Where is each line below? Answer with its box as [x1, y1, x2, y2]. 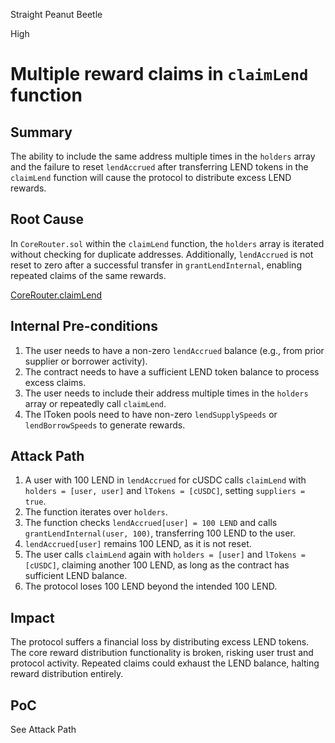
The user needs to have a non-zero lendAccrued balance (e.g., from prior [24, 344, 325, 356]
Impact [10, 609, 55, 626]
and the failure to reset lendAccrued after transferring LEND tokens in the [10, 161, 309, 173]
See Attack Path [10, 724, 77, 736]
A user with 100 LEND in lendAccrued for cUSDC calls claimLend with [24, 474, 307, 486]
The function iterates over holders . [24, 506, 168, 518]
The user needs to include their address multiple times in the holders [24, 387, 309, 399]
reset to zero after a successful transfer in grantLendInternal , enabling [10, 259, 302, 271]
